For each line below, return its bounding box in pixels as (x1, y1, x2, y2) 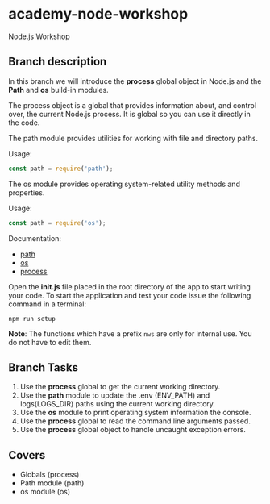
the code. (8, 118, 40, 127)
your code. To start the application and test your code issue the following (8, 290, 251, 300)
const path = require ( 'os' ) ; (8, 219, 106, 227)
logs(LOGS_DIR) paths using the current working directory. (19, 399, 216, 409)
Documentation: (8, 233, 62, 243)
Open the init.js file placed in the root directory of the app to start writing (8, 281, 251, 291)
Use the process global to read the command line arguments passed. (19, 416, 251, 426)
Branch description (8, 55, 107, 69)
